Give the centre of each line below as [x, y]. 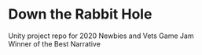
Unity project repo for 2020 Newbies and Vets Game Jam [101, 36]
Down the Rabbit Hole [80, 14]
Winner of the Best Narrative [54, 43]
